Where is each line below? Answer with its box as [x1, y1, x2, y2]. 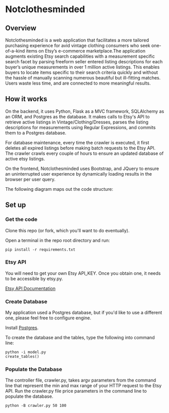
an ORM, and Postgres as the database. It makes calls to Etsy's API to [5, 113, 150, 119]
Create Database [5, 298, 47, 305]
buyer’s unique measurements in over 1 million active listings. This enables [5, 64, 160, 70]
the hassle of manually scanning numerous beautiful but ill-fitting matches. [5, 75, 161, 80]
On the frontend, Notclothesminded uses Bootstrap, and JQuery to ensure [5, 166, 159, 172]
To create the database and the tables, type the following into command [5, 335, 155, 341]
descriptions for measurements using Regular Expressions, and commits [5, 124, 156, 130]
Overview [5, 24, 37, 32]
